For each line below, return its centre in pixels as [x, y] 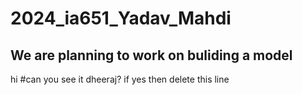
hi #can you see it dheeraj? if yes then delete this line [120, 79]
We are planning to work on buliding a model [151, 55]
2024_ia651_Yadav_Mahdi [121, 18]
